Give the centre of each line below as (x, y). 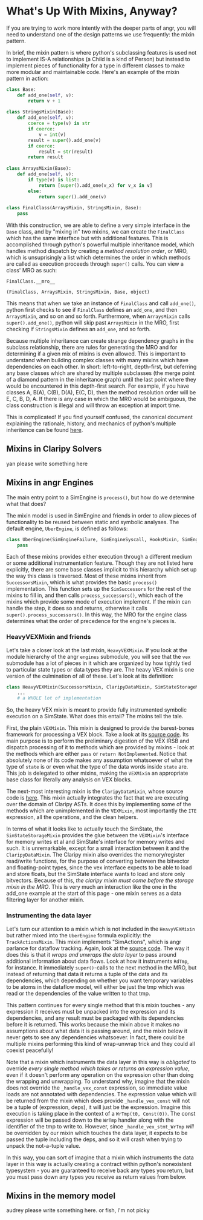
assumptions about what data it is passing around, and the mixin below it (97, 1031)
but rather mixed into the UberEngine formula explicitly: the (79, 935)
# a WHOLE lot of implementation (59, 698)
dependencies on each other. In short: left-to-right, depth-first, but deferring (101, 367)
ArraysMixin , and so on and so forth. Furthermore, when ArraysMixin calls (98, 316)
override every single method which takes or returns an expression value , (98, 1068)
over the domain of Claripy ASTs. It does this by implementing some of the (99, 804)
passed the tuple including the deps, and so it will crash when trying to (94, 1139)
